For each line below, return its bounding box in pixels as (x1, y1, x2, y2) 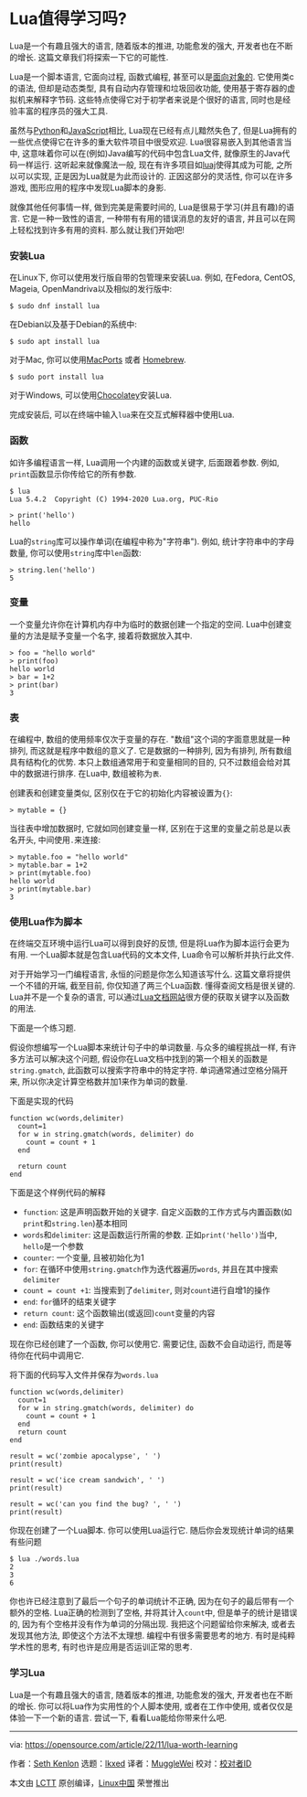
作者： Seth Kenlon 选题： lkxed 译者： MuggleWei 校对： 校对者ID (9, 1758, 252, 1769)
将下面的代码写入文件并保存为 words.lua (9, 1369, 159, 1381)
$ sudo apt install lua (9, 337, 101, 347)
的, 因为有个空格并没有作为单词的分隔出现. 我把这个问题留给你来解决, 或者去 (9, 1619, 295, 1630)
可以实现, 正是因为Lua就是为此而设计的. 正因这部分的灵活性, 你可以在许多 (16, 170, 293, 181)
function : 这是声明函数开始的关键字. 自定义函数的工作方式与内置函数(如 (22, 1206, 292, 1217)
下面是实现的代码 (9, 1096, 74, 1107)
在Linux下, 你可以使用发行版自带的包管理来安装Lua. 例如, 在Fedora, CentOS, (9, 272, 296, 283)
